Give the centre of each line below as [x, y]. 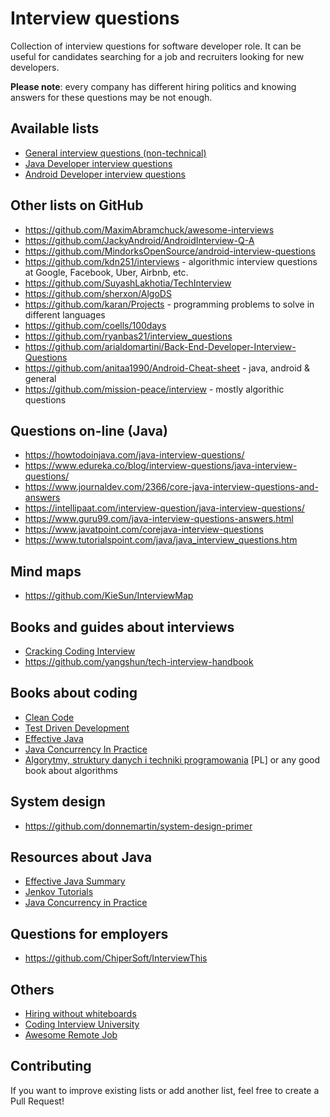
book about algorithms [71, 770]
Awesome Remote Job [71, 1035]
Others [32, 989]
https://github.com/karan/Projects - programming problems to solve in [169, 304]
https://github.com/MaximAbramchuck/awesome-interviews [149, 229]
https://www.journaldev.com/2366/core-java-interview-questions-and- [171, 487]
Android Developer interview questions [105, 174]
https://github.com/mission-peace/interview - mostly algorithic [154, 389]
